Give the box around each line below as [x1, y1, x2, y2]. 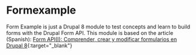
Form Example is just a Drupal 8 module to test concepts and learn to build [6, 23, 191, 30]
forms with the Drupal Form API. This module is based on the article [6, 29, 174, 36]
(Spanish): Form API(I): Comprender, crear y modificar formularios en [6, 35, 177, 43]
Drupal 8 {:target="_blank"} [6, 42, 73, 49]
